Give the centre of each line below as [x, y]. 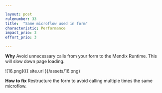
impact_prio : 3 [21, 33]
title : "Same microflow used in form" [47, 23]
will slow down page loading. [35, 61]
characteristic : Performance [35, 28]
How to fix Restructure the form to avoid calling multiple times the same [79, 81]
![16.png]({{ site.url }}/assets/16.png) [43, 71]
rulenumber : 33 [21, 19]
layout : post [19, 14]
